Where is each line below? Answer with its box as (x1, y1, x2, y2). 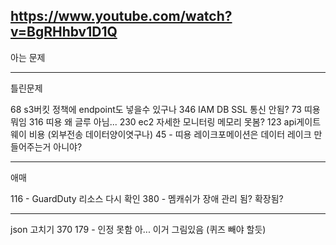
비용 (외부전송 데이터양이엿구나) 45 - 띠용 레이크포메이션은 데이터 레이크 (28, 128, 312, 140)
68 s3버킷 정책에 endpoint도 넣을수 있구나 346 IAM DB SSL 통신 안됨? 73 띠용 (10, 103, 321, 115)
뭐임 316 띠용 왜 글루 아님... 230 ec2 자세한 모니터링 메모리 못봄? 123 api (10, 115, 297, 128)
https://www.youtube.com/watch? (10, 8, 233, 25)
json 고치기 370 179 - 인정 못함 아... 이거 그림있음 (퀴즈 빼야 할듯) (10, 223, 267, 235)
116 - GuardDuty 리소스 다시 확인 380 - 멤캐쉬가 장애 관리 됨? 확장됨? (10, 192, 284, 204)
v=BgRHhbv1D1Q (10, 24, 118, 41)
